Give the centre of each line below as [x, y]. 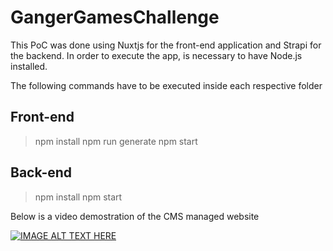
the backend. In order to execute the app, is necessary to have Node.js [156, 55]
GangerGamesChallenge [115, 17]
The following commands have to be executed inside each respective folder [166, 85]
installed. [29, 66]
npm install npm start [78, 197]
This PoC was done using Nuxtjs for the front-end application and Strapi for [166, 45]
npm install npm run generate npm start [116, 141]
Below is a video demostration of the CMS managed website [135, 216]
